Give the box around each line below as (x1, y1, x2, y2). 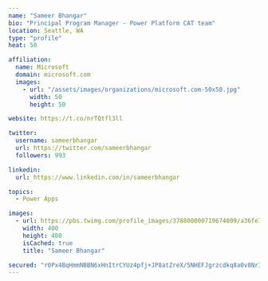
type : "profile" (8, 34, 62, 42)
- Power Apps (15, 195, 59, 204)
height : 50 (29, 101, 66, 109)
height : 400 (22, 232, 62, 239)
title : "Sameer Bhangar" (22, 247, 105, 255)
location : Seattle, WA (8, 26, 84, 34)
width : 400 (22, 224, 59, 232)
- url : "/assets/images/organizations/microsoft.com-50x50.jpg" (22, 85, 241, 93)
